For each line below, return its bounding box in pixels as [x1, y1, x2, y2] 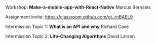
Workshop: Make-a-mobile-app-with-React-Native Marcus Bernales [5, 4, 151, 10]
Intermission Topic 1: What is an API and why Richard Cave [5, 23, 129, 29]
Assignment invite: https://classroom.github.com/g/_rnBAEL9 [5, 14, 133, 19]
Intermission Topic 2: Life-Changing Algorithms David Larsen [5, 33, 135, 39]
